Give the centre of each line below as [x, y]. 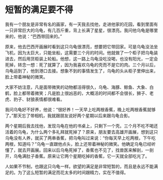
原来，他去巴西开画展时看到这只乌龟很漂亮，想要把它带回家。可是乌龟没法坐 [81, 46]
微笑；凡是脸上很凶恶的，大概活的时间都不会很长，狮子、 [92, 93]
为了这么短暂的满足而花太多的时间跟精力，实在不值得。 [73, 172]
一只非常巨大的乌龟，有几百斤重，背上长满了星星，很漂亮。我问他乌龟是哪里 [81, 30]
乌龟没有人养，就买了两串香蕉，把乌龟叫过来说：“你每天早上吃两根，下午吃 [81, 138]
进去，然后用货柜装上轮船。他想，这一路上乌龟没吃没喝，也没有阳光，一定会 [81, 59]
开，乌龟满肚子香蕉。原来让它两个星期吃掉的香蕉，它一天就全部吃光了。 [77, 156]
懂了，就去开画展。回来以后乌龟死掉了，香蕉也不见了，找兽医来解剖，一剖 [79, 150]
